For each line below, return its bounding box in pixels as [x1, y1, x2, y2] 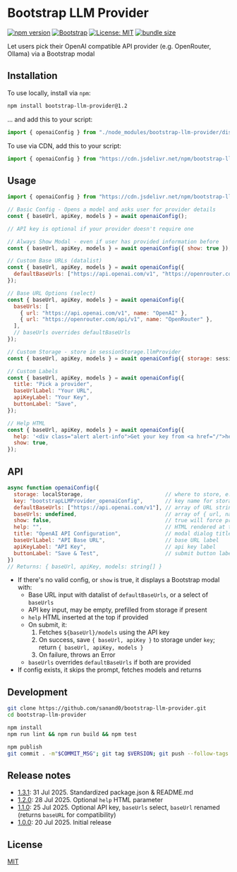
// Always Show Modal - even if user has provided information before [7, 238, 219, 245]
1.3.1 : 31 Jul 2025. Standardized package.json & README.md [17, 788, 194, 797]
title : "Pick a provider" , [13, 381, 93, 388]
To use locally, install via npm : [7, 88, 91, 97]
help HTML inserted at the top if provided [28, 613, 149, 622]
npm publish [7, 743, 42, 751]
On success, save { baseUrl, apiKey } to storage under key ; [38, 636, 215, 644]
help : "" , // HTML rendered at [13, 523, 226, 531]
